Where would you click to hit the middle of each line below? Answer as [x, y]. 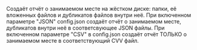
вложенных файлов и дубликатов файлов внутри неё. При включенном [99, 15]
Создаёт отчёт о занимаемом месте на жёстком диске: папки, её [92, 9]
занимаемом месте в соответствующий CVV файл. [73, 41]
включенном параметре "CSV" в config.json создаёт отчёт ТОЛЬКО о [96, 34]
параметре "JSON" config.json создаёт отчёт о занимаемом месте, [94, 21]
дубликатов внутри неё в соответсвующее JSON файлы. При [85, 28]
